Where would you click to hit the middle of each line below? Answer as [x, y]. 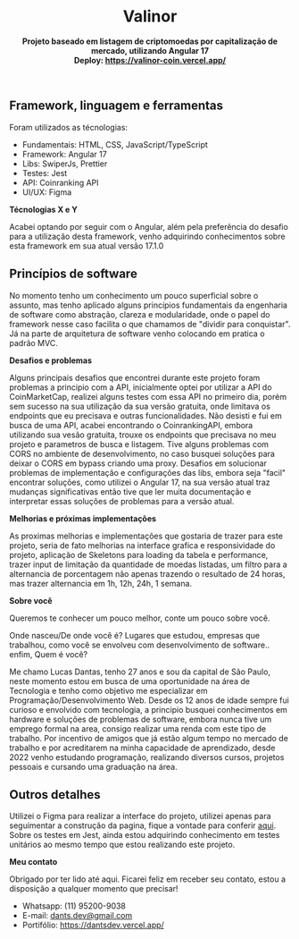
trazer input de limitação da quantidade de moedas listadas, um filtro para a [148, 564]
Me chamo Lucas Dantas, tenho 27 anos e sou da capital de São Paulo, [140, 672]
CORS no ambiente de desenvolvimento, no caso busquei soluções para [142, 453]
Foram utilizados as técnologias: [68, 127]
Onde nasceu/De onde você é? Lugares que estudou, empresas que [135, 635]
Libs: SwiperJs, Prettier [65, 164]
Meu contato [33, 862]
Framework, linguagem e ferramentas [116, 106]
